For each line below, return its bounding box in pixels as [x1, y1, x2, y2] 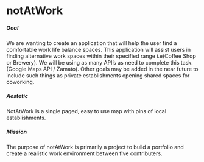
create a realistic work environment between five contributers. [6, 150, 163, 157]
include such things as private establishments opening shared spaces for [6, 72, 190, 79]
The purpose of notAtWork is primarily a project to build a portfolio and [6, 144, 184, 151]
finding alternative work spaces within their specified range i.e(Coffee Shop [6, 52, 197, 60]
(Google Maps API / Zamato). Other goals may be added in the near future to [6, 65, 199, 73]
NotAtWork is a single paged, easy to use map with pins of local [6, 108, 166, 115]
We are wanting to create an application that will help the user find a [6, 40, 177, 47]
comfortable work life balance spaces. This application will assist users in [6, 46, 191, 54]
